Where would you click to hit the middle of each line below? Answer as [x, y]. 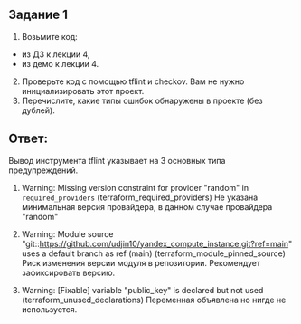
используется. [49, 309]
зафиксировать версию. [68, 272]
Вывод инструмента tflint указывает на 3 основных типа [117, 160]
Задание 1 [38, 15]
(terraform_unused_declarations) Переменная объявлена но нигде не [154, 300]
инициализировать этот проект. [83, 91]
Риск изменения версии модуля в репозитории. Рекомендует [141, 262]
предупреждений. [43, 170]
